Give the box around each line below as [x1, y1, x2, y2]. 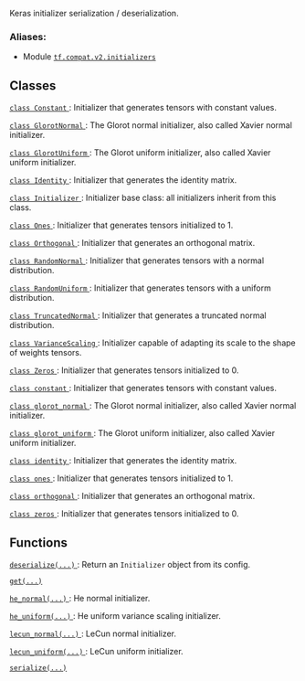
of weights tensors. [9, 347, 82, 358]
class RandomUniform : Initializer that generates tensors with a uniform [9, 282, 271, 293]
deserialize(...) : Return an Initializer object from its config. [9, 559, 251, 569]
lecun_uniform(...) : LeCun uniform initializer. [9, 645, 184, 656]
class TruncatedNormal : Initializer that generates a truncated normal [9, 310, 267, 321]
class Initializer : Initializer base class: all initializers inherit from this [9, 192, 277, 204]
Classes [9, 78, 57, 93]
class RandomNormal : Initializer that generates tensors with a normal [9, 255, 265, 266]
